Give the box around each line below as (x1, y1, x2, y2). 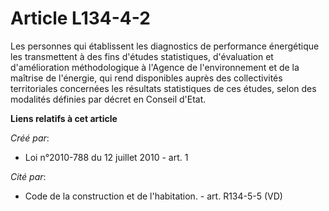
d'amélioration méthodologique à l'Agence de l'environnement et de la (10, 61, 300, 73)
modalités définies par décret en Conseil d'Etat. (10, 93, 207, 105)
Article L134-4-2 (10, 7, 151, 30)
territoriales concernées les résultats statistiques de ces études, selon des (10, 82, 317, 94)
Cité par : (10, 170, 47, 182)
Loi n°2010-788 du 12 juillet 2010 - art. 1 (24, 151, 189, 163)
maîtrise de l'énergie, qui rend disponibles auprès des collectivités (10, 72, 283, 84)
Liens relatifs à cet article (10, 112, 118, 124)
